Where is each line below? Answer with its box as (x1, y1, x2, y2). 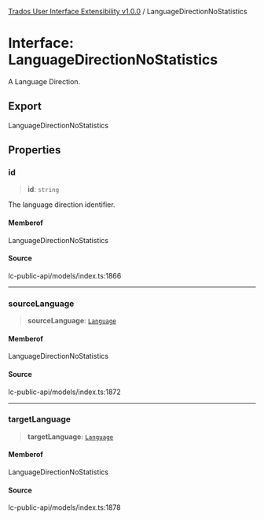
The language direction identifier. (8, 200, 115, 209)
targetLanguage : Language (27, 432, 114, 441)
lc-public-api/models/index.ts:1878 (8, 503, 121, 512)
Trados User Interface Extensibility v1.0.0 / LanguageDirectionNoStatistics (8, 7, 247, 16)
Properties (8, 143, 61, 157)
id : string (27, 185, 60, 194)
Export (8, 100, 42, 113)
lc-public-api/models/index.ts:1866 (8, 271, 122, 280)
